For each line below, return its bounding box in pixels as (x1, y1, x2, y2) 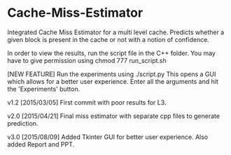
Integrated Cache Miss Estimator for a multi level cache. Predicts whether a (7, 28, 225, 36)
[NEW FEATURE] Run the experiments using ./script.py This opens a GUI (7, 70, 216, 78)
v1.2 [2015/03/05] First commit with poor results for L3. (7, 98, 167, 106)
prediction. (7, 119, 38, 127)
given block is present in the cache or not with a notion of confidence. (7, 35, 210, 43)
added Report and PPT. (7, 140, 75, 148)
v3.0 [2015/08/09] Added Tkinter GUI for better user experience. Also (7, 133, 209, 141)
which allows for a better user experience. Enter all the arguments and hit (7, 77, 218, 85)
